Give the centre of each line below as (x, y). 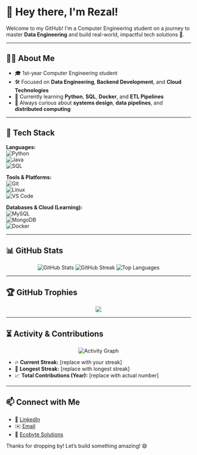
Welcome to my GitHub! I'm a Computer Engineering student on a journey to (98, 28)
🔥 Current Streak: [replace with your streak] (68, 362)
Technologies (31, 90)
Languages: (21, 147)
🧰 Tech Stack (30, 133)
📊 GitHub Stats (35, 250)
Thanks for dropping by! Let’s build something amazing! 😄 (77, 446)
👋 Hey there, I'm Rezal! (62, 12)
